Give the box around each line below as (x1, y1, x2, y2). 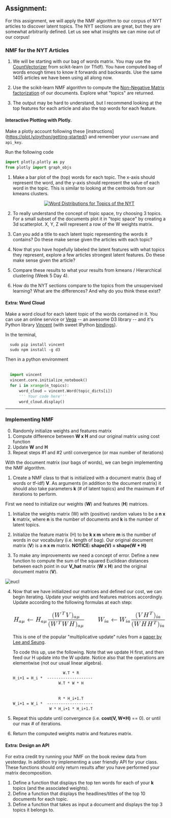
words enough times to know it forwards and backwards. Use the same (12, 69, 162, 76)
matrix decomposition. (5, 770, 52, 776)
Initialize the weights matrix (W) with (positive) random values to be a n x (12, 510, 165, 517)
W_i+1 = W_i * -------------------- (12, 701, 93, 707)
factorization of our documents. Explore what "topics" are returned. (12, 90, 154, 96)
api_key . (5, 139, 23, 145)
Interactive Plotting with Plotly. (5, 117, 72, 123)
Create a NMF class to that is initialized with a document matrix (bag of (12, 475, 162, 481)
